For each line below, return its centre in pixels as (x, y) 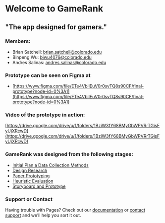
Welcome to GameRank (54, 9)
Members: (18, 41)
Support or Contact (29, 199)
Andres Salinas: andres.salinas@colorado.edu (59, 62)
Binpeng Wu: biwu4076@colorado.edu (52, 57)
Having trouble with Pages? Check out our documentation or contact (75, 210)
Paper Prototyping (31, 176)
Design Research (30, 170)
